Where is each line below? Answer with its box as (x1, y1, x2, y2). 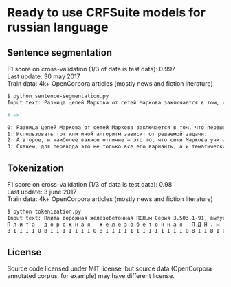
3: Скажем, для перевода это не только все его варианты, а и (7, 143, 189, 150)
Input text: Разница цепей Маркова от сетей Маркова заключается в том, (7, 99, 220, 106)
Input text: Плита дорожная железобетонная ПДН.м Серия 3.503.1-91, (7, 214, 208, 221)
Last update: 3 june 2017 (7, 187, 77, 196)
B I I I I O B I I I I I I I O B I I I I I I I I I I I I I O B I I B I (7, 227, 220, 234)
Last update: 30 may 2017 (7, 72, 80, 80)
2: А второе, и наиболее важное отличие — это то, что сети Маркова (7, 137, 208, 143)
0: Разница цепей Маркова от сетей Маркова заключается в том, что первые (7, 124, 226, 131)
